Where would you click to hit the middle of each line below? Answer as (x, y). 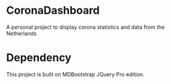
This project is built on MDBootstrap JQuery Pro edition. (76, 74)
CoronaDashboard (53, 10)
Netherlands (22, 33)
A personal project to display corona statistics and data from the (85, 27)
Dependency (39, 58)
